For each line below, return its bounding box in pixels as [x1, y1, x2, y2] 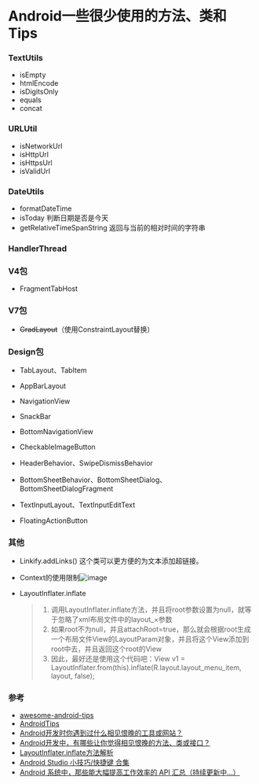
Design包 [8, 346, 45, 357]
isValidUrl [19, 166, 51, 175]
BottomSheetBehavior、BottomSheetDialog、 [19, 475, 167, 484]
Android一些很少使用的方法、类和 [8, 7, 228, 25]
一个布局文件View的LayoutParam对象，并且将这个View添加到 [50, 635, 250, 644]
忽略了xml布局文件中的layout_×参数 [57, 615, 173, 624]
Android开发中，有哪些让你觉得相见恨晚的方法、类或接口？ [19, 738, 210, 748]
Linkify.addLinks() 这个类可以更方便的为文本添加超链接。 [19, 556, 203, 566]
